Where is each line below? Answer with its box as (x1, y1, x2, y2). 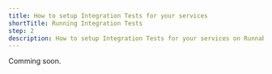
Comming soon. (8, 56, 62, 66)
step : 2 (8, 27, 35, 35)
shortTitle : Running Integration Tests (8, 19, 143, 27)
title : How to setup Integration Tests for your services (8, 11, 208, 20)
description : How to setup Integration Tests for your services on (8, 34, 241, 43)
